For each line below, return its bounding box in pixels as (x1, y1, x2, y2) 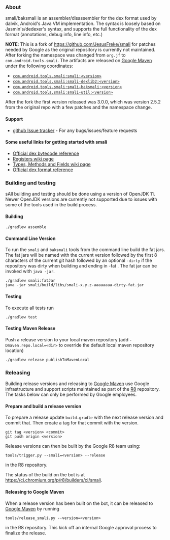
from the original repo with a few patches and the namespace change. (5, 104, 152, 111)
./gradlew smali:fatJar (5, 278, 56, 283)
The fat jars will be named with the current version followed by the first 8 (5, 252, 157, 258)
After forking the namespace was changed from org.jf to (5, 52, 126, 58)
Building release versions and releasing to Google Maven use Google (5, 381, 150, 387)
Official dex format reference (12, 167, 74, 173)
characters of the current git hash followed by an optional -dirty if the (5, 257, 152, 263)
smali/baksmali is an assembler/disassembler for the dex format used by (5, 15, 157, 21)
